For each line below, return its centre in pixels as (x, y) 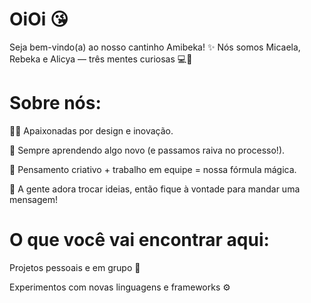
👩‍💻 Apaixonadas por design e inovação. (91, 130)
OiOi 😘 (39, 19)
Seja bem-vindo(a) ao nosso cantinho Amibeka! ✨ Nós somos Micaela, (155, 47)
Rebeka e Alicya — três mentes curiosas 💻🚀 (101, 59)
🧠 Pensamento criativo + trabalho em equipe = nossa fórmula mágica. (153, 169)
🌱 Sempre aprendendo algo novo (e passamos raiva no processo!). (147, 150)
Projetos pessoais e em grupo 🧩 (75, 267)
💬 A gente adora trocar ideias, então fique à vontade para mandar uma (155, 189)
